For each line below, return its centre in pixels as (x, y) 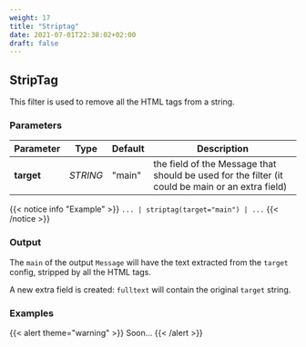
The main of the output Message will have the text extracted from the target (149, 262)
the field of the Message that (215, 164)
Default (128, 149)
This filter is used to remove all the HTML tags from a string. (122, 102)
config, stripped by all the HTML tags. (81, 272)
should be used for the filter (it (219, 175)
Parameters (36, 125)
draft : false (34, 43)
